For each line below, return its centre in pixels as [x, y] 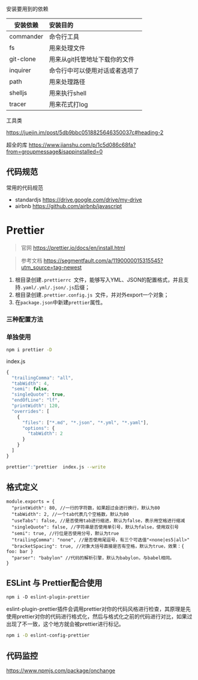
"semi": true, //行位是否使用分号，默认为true [65, 533]
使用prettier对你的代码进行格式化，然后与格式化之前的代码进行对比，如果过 [99, 617]
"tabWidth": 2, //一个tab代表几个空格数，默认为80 [70, 514]
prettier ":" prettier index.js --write [56, 467]
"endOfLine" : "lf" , [36, 400]
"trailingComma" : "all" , [43, 378]
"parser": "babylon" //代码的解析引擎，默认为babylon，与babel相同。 [93, 558]
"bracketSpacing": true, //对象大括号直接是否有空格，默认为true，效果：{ [98, 546]
